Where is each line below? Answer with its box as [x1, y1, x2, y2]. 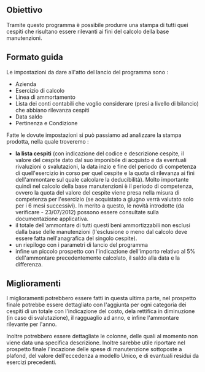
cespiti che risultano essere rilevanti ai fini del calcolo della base [6, 28, 169, 35]
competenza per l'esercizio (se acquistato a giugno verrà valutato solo [15, 195, 194, 203]
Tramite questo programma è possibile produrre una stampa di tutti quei [6, 21, 188, 28]
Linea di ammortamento [15, 93, 75, 101]
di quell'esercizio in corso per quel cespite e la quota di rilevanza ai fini [15, 169, 195, 177]
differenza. [15, 260, 43, 268]
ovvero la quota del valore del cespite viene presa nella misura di [15, 188, 180, 196]
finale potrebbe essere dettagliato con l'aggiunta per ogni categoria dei [6, 301, 187, 309]
